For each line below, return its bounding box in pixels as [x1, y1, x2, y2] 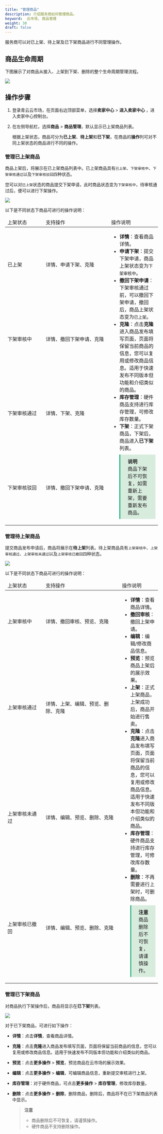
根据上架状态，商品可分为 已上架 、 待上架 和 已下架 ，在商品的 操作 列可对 [12, 134, 153, 140]
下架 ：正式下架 [119, 423, 154, 430]
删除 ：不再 [130, 874, 155, 881]
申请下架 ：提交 [119, 248, 154, 255]
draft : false [5, 25, 32, 30]
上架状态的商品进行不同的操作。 [16, 140, 81, 146]
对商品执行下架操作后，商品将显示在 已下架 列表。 [5, 1003, 103, 1009]
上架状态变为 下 [119, 263, 153, 269]
